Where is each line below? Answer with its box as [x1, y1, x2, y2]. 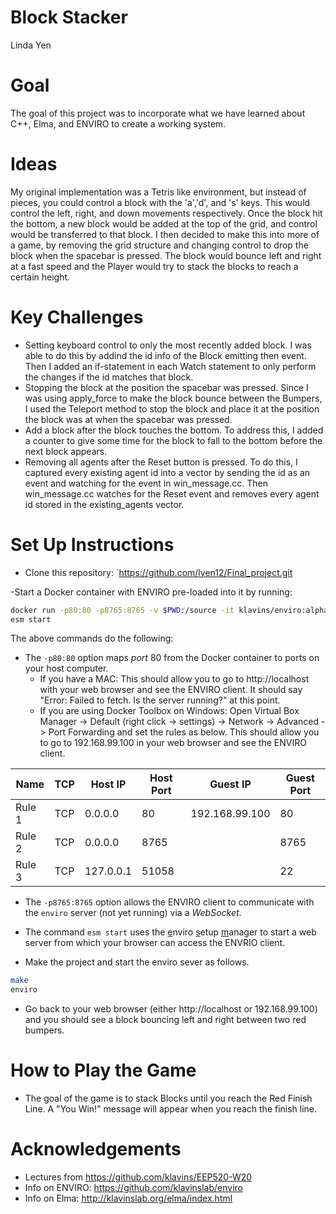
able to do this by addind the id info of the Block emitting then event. [24, 349, 307, 361]
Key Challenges [10, 306, 144, 328]
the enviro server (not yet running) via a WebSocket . [24, 907, 242, 919]
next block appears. [24, 445, 108, 457]
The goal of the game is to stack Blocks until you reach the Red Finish [24, 1092, 313, 1105]
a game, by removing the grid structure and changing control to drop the [10, 239, 309, 251]
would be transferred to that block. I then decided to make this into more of [10, 228, 320, 240]
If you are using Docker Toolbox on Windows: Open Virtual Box [39, 705, 300, 717]
